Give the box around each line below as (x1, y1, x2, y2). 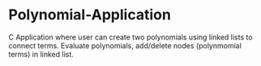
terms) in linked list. (8, 49, 75, 59)
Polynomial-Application (8, 6, 172, 24)
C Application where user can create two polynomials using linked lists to (8, 32, 253, 42)
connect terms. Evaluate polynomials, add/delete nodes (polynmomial (8, 40, 242, 50)
